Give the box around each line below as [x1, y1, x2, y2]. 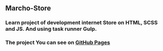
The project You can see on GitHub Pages [5, 39, 110, 46]
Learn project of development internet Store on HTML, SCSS [5, 19, 158, 26]
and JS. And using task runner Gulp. [5, 25, 97, 32]
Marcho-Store [5, 4, 51, 13]
